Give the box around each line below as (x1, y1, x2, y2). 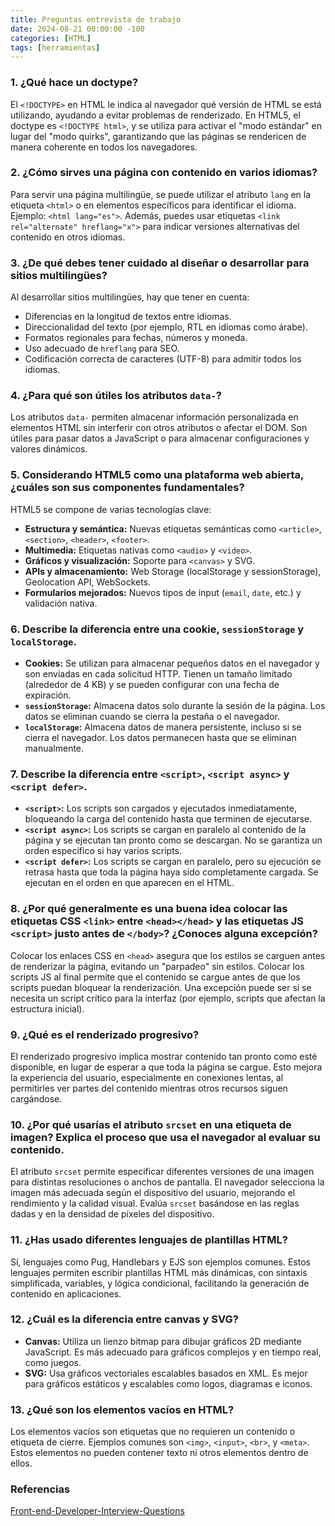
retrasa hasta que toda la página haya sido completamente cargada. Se (24, 866, 319, 878)
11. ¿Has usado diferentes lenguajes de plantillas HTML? (10, 1233, 288, 1247)
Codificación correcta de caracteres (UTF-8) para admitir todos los (24, 353, 302, 365)
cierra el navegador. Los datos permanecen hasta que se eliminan (24, 732, 297, 744)
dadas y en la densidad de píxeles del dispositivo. (10, 1208, 215, 1220)
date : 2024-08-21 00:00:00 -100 (10, 24, 145, 34)
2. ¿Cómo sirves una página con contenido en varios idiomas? (10, 166, 318, 180)
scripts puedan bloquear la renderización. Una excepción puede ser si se (10, 981, 312, 993)
